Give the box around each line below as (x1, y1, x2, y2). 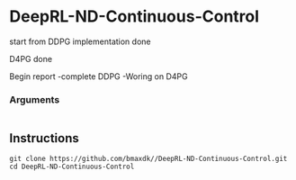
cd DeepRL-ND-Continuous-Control (9, 162, 135, 172)
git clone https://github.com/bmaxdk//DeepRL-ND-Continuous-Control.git (9, 155, 288, 164)
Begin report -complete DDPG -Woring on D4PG (9, 70, 188, 82)
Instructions (9, 130, 79, 146)
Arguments (9, 93, 60, 105)
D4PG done (9, 53, 52, 64)
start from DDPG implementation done (9, 36, 151, 47)
